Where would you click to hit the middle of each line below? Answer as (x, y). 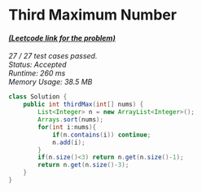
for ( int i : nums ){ (67, 127)
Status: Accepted (37, 65)
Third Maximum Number (93, 15)
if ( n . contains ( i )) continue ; (101, 135)
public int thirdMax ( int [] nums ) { (83, 105)
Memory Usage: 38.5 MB (50, 82)
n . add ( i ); (68, 142)
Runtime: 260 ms (37, 73)
